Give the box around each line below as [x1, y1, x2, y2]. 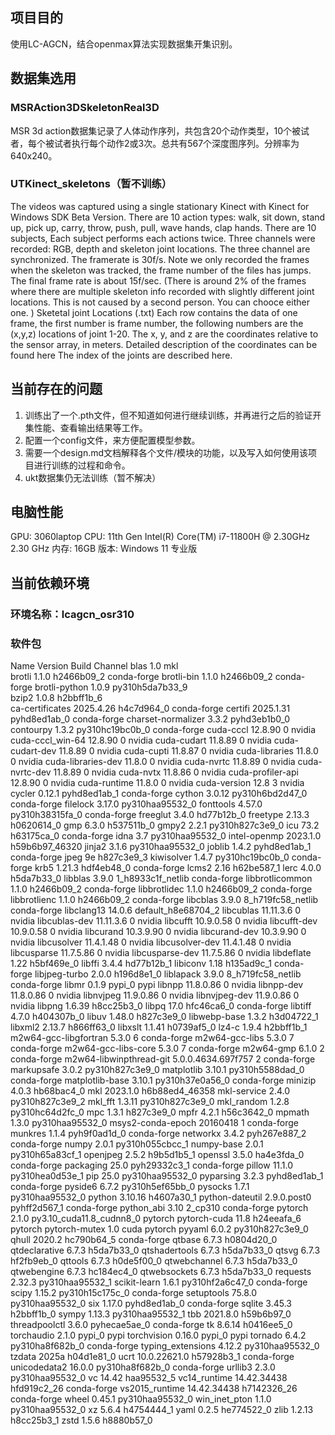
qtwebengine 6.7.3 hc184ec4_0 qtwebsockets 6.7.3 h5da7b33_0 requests [10, 1266, 312, 1278]
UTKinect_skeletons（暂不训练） [10, 177, 173, 191]
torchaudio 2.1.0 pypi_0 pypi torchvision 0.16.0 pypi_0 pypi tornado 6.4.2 [10, 1329, 307, 1342]
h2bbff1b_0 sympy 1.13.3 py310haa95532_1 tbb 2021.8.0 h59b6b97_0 [10, 1308, 292, 1320]
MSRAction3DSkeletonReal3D [10, 101, 160, 115]
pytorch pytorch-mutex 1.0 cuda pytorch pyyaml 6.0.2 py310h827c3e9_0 [10, 1223, 309, 1235]
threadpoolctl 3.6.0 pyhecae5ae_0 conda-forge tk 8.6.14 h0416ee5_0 [10, 1319, 293, 1331]
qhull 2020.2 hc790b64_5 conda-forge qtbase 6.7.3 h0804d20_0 [10, 1234, 278, 1246]
